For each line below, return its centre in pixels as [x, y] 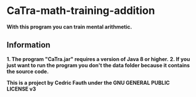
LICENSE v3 [21, 89]
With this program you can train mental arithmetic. [69, 27]
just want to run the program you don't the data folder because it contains [98, 65]
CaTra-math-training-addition [81, 11]
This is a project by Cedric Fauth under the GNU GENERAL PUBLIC [88, 82]
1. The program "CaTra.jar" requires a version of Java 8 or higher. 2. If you [98, 59]
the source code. [28, 71]
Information [29, 45]
